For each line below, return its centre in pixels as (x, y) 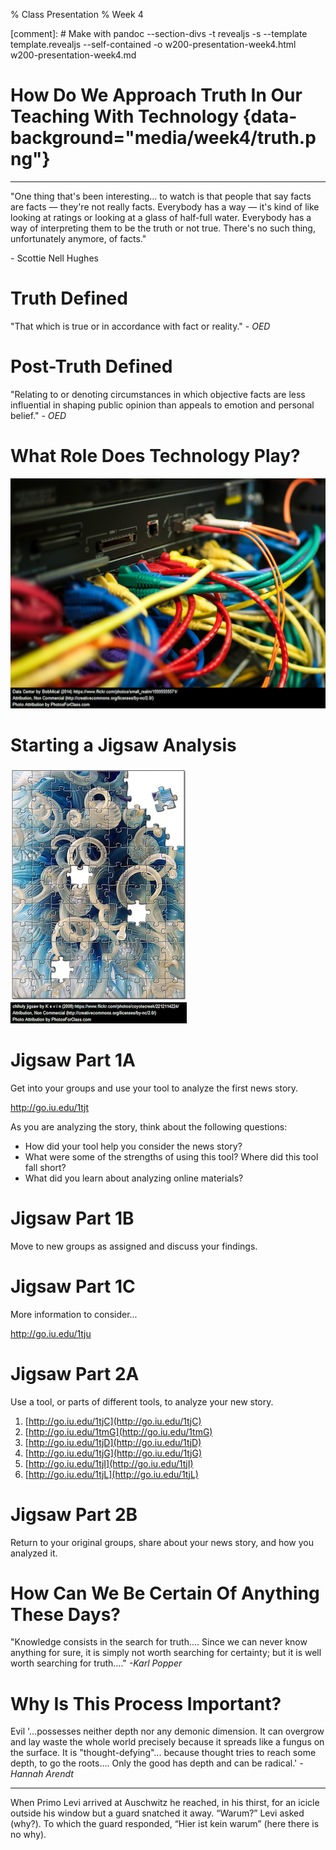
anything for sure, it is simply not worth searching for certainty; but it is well (166, 1653)
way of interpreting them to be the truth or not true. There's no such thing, (163, 228)
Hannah (27, 1774)
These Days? (65, 1614)
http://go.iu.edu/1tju (51, 1333)
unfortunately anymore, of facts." (78, 238)
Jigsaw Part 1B (72, 1218)
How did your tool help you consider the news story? (133, 1146)
